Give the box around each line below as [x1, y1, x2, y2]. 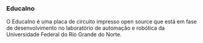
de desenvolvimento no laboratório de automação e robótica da [6, 24, 165, 31]
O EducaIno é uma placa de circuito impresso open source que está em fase [6, 18, 197, 25]
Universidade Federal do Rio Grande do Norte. [6, 31, 122, 38]
